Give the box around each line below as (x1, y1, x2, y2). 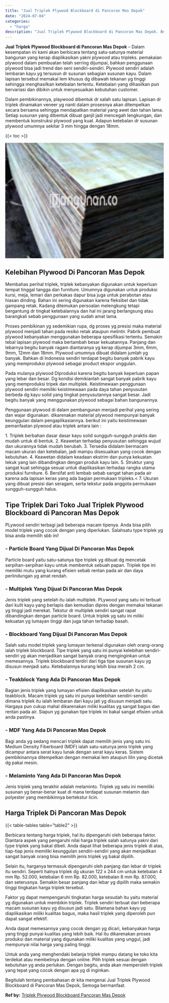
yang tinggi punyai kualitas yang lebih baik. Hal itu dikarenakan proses (5, 931, 151, 937)
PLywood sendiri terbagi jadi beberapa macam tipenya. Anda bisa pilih (5, 522, 151, 528)
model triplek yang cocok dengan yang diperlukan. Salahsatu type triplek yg (5, 527, 163, 533)
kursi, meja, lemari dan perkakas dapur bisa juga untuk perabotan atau (5, 292, 152, 298)
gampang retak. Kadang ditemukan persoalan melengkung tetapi (5, 302, 140, 309)
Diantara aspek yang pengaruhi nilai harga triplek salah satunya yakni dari (5, 837, 158, 843)
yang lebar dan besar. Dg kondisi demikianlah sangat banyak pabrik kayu (5, 375, 157, 382)
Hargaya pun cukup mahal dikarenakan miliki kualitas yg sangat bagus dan (5, 704, 160, 710)
